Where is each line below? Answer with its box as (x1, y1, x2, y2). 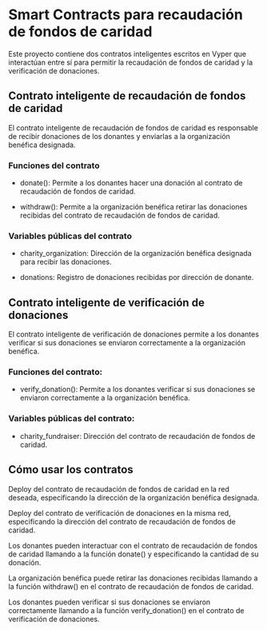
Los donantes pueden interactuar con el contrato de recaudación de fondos (8, 540, 258, 550)
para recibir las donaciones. (19, 257, 112, 267)
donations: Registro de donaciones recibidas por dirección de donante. (19, 273, 254, 282)
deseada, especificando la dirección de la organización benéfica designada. (8, 492, 260, 502)
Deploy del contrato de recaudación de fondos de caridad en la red (8, 484, 230, 493)
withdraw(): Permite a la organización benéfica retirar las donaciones (19, 202, 248, 212)
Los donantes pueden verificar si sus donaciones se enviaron (8, 597, 211, 607)
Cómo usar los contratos (8, 463, 133, 476)
